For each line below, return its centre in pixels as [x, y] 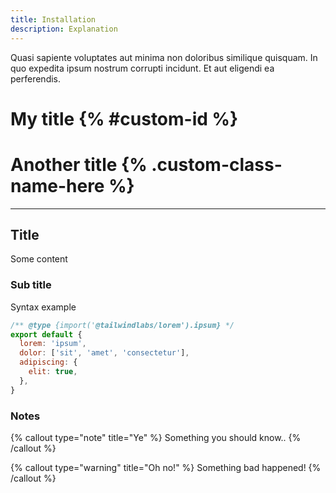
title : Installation [53, 19]
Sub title [31, 285]
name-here [57, 185]
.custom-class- [217, 164]
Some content [39, 259]
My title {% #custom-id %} [124, 118]
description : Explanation [64, 29]
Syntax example [43, 307]
